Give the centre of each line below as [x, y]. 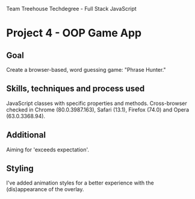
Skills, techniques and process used [76, 89]
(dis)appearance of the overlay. [45, 189]
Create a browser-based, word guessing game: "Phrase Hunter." [86, 70]
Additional [26, 135]
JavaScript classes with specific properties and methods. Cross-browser [97, 103]
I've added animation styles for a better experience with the [80, 183]
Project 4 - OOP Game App [74, 33]
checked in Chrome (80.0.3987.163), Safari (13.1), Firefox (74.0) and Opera [98, 109]
